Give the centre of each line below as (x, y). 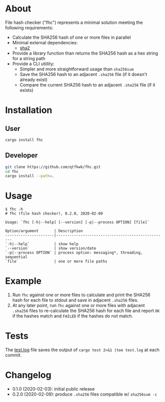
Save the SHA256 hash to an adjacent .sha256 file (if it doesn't (83, 74)
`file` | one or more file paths (56, 261)
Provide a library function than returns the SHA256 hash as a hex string (85, 53)
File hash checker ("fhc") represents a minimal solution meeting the (74, 22)
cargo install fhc (24, 140)
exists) (27, 90)
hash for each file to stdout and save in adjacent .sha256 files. (75, 300)
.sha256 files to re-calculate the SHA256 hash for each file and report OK (86, 311)
